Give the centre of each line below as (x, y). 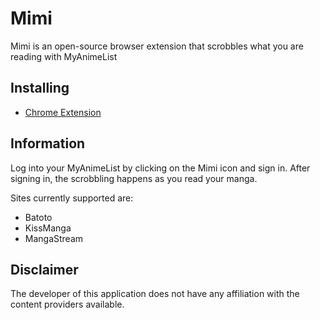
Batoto (38, 217)
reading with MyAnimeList (64, 56)
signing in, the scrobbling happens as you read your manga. (134, 178)
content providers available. (67, 304)
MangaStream (54, 238)
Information (48, 143)
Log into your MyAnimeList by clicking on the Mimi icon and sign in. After (160, 168)
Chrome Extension (63, 112)
